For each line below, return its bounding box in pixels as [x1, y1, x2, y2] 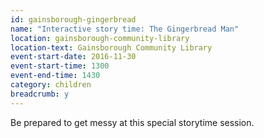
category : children [10, 80, 92, 90]
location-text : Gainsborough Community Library [10, 42, 213, 53]
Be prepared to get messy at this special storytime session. [10, 116, 255, 128]
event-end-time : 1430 [10, 71, 101, 81]
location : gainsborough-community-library [10, 33, 190, 43]
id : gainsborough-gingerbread [10, 14, 137, 25]
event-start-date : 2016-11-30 [10, 52, 137, 62]
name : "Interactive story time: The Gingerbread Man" [10, 24, 240, 34]
